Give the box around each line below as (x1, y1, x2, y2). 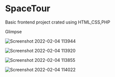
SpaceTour (5, 3, 50, 14)
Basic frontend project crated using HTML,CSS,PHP (5, 19, 111, 25)
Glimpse (5, 28, 22, 34)
